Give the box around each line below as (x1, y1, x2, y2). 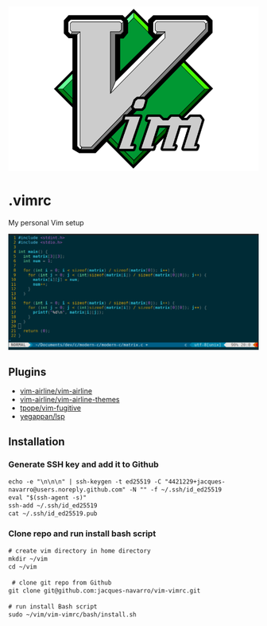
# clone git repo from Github (11, 579, 112, 587)
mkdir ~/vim (8, 555, 48, 563)
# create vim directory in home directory (8, 547, 151, 555)
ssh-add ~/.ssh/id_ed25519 (8, 502, 98, 510)
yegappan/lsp (19, 412, 65, 421)
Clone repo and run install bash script (8, 528, 157, 539)
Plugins (8, 366, 47, 379)
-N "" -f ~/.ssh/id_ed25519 (129, 486, 222, 494)
